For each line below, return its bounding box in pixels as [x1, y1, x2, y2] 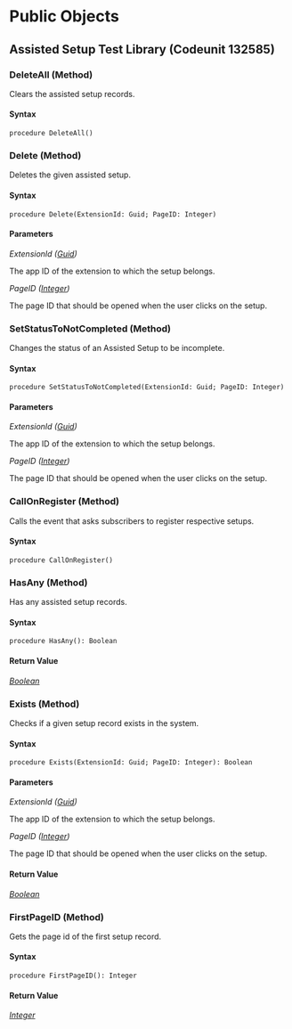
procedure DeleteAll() [9, 129, 93, 138]
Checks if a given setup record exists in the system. [9, 717, 199, 728]
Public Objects [9, 6, 120, 27]
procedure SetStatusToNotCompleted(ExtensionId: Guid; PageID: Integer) [9, 383, 285, 392]
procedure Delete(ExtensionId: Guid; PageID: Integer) [9, 209, 217, 219]
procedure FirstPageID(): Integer [9, 971, 138, 981]
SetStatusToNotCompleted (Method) [9, 323, 172, 335]
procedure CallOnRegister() [9, 555, 114, 565]
